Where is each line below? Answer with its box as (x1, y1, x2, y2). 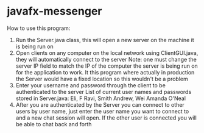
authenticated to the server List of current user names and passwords (15, 88, 192, 95)
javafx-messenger (7, 4, 102, 18)
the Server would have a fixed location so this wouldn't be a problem (15, 75, 188, 82)
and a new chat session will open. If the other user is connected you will (15, 114, 197, 121)
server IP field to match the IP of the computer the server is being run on (15, 62, 199, 70)
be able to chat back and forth (15, 120, 92, 128)
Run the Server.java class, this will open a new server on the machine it (15, 36, 194, 43)
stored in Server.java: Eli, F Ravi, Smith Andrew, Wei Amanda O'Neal (15, 95, 186, 102)
